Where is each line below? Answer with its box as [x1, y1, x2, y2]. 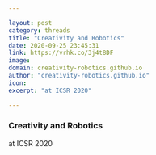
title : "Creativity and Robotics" [8, 34, 125, 42]
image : [8, 57, 31, 65]
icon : [8, 78, 27, 87]
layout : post [8, 19, 53, 27]
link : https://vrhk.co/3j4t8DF [8, 49, 114, 57]
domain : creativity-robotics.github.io [8, 64, 143, 73]
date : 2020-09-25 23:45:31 [8, 41, 99, 49]
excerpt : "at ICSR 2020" [8, 86, 92, 94]
